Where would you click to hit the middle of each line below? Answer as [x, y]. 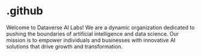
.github [25, 11]
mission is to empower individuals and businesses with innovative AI [91, 40]
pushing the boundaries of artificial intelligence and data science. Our [93, 33]
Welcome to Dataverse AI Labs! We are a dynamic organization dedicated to [100, 27]
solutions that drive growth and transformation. [65, 46]
